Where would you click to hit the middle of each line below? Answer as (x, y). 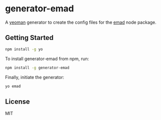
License (18, 101)
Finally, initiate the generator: (35, 77)
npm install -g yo (24, 49)
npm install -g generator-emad (37, 68)
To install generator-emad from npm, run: (47, 59)
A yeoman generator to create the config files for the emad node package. (81, 22)
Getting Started (29, 38)
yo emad (13, 86)
